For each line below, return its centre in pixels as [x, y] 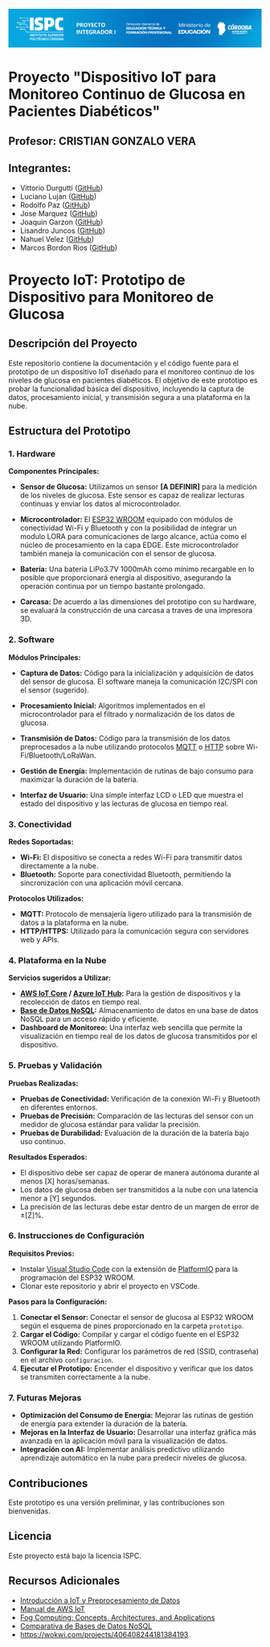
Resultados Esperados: [48, 1157]
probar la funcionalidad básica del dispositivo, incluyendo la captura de [127, 388]
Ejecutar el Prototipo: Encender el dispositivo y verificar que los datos [137, 1368]
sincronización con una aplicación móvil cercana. [102, 883]
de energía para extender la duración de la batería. [104, 1424]
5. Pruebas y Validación [55, 1065]
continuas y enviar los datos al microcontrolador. [100, 504]
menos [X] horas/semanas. [65, 1181]
